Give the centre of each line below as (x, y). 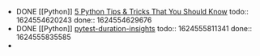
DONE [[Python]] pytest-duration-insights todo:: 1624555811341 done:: (134, 28)
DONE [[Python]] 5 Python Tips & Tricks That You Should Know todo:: (132, 12)
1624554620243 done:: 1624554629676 (84, 20)
